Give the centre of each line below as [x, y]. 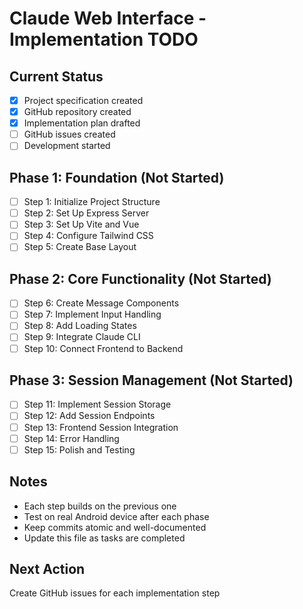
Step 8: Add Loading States [80, 326]
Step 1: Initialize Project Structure [92, 202]
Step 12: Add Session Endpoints [89, 416]
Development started [67, 146]
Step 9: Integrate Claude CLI [82, 337]
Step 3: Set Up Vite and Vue [81, 224]
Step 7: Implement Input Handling [92, 314]
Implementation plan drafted [82, 123]
